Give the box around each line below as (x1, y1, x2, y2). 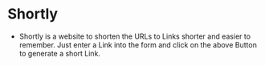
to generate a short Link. (18, 48, 101, 58)
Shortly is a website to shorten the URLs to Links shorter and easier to (18, 31, 251, 41)
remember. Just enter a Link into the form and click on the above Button (18, 39, 258, 49)
